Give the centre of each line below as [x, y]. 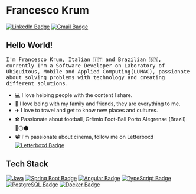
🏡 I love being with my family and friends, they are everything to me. [98, 104]
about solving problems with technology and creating [86, 77]
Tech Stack [27, 164]
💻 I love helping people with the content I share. [73, 95]
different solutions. [37, 83]
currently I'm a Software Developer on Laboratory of [86, 65]
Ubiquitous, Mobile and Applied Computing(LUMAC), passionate [98, 71]
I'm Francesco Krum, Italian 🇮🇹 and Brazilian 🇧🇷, [84, 59]
